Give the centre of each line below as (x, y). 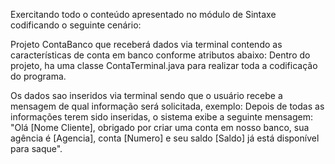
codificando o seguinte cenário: (76, 25)
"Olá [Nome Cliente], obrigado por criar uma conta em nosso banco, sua (160, 127)
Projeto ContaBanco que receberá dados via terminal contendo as (146, 44)
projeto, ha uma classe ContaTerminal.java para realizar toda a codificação (164, 65)
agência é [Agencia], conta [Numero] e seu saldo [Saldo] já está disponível (165, 138)
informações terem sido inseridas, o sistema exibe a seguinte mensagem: (161, 117)
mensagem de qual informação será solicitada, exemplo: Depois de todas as (167, 106)
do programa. (38, 76)
